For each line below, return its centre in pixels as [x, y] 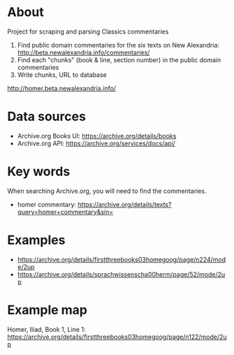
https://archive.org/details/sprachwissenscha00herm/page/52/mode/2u [121, 274]
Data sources [46, 117]
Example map [47, 310]
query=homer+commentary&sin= [65, 212]
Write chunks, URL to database [62, 75]
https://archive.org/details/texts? [125, 204]
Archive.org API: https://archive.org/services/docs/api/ [96, 143]
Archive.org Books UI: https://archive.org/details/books [97, 136]
